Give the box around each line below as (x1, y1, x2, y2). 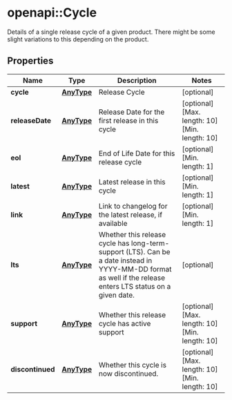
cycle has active (98, 318, 151, 328)
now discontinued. (98, 368, 159, 378)
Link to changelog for (98, 201, 168, 211)
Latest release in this (98, 177, 166, 187)
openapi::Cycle (7, 5, 97, 21)
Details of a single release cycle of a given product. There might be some (7, 28, 215, 36)
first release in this (98, 115, 159, 125)
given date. (98, 290, 135, 300)
